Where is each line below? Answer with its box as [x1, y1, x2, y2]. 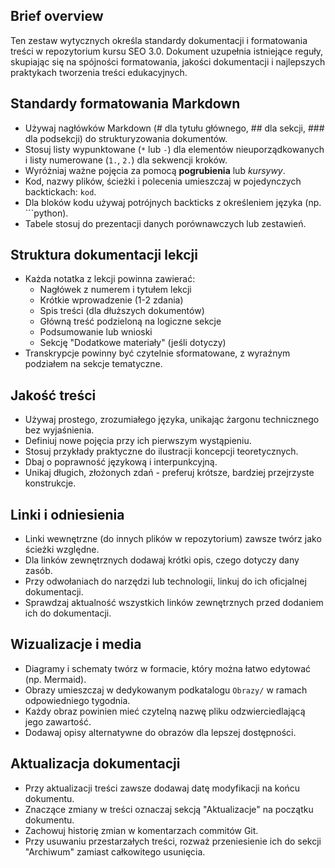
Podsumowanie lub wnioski [39, 326, 153, 338]
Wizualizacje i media [10, 636, 142, 653]
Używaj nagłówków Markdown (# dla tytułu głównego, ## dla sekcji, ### [24, 122, 325, 134]
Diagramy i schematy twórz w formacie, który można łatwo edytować [24, 662, 312, 674]
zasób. [24, 565, 53, 577]
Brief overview [10, 8, 104, 25]
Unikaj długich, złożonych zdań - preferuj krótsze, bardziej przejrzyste [24, 467, 315, 479]
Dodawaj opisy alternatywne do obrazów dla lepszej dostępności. [24, 726, 297, 738]
